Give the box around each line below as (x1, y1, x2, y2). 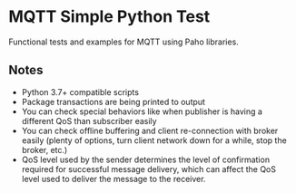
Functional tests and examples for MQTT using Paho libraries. (8, 36, 240, 47)
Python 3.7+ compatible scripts (21, 86, 140, 97)
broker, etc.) (21, 144, 68, 155)
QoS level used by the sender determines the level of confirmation (21, 154, 270, 165)
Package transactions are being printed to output (21, 96, 206, 107)
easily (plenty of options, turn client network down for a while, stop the (21, 134, 287, 146)
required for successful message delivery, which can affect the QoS (21, 163, 276, 174)
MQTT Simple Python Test (8, 6, 211, 27)
